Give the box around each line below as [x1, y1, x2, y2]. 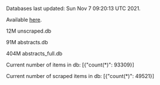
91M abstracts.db [6, 39, 48, 45]
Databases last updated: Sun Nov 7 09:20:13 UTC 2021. [6, 5, 141, 12]
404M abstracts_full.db [6, 50, 63, 57]
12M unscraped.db [6, 27, 52, 34]
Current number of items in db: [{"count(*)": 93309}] [6, 61, 134, 68]
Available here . [6, 16, 42, 23]
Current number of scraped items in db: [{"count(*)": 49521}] [6, 73, 155, 79]
